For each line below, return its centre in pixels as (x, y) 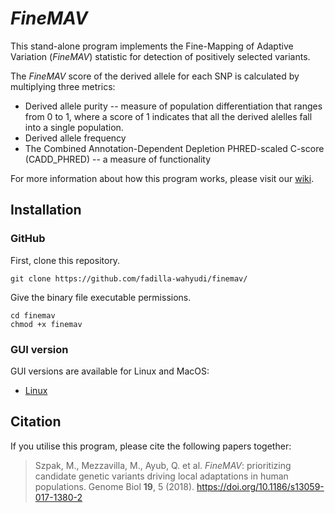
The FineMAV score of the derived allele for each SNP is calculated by (155, 76)
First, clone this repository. (65, 260)
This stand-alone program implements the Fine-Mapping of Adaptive (152, 46)
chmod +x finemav (46, 324)
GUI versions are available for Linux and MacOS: (110, 371)
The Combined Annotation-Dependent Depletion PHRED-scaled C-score (174, 148)
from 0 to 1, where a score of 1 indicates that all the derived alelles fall (168, 116)
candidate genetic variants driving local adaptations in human (161, 476)
